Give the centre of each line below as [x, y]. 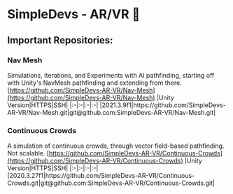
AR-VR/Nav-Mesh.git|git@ [45, 112]
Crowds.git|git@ [30, 183]
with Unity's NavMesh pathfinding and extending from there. [94, 83]
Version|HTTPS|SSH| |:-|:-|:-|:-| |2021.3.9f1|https [78, 105]
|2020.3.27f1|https [34, 176]
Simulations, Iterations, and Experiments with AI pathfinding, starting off [111, 75]
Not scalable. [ [28, 153]
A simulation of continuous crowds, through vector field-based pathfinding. [116, 146]
